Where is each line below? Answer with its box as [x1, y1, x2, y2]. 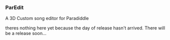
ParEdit [5, 4, 24, 11]
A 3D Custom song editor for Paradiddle [5, 15, 89, 21]
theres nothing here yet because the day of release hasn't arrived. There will [5, 25, 165, 31]
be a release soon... [5, 30, 47, 36]
